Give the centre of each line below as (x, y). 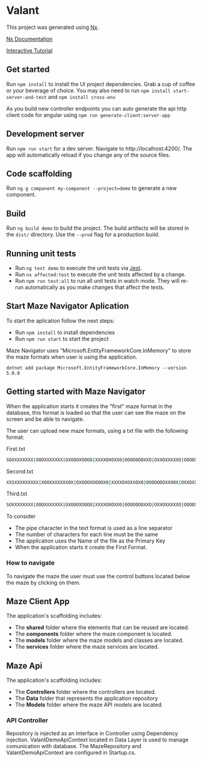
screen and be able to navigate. (45, 419)
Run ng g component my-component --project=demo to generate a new (92, 188)
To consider (21, 517)
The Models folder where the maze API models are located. (89, 705)
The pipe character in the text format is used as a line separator (94, 528)
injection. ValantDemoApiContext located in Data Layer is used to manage (97, 740)
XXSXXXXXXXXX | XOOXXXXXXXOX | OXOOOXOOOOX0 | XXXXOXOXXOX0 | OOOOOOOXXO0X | (94, 482)
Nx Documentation (29, 39)
